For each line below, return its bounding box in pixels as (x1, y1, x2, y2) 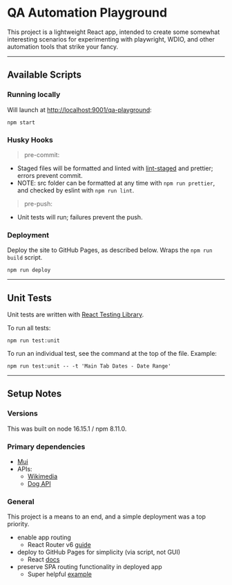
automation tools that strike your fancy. (7, 42, 119, 51)
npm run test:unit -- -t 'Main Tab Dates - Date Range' (7, 363, 171, 370)
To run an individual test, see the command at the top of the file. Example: (7, 350, 217, 358)
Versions (7, 408, 38, 418)
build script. (7, 253, 43, 262)
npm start (7, 119, 36, 126)
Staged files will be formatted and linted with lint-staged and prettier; (17, 164, 213, 172)
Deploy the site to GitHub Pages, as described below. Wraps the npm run (7, 246, 213, 254)
